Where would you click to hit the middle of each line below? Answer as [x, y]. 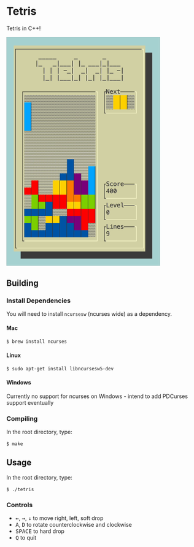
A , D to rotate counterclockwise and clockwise [73, 524]
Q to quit [26, 537]
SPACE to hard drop [40, 531]
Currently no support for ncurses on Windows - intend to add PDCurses [97, 396]
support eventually [30, 402]
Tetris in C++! [24, 28]
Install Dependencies [39, 300]
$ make [15, 444]
